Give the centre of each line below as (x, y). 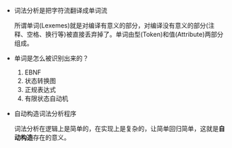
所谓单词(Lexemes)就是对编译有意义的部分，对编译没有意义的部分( (111, 25)
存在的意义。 (52, 137)
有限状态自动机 (46, 98)
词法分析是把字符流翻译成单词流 (60, 10)
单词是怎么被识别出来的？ (51, 58)
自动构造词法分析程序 (45, 113)
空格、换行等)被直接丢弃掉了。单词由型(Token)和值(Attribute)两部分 (125, 34)
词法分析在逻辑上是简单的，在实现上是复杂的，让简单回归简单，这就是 (116, 129)
